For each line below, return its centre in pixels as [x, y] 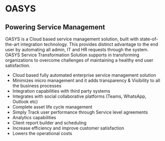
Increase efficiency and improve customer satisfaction [68, 128]
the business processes [37, 86]
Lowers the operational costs [42, 133]
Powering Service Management [55, 27]
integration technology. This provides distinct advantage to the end [89, 44]
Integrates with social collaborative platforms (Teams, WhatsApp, [79, 96]
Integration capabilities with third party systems [61, 91]
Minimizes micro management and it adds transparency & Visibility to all [86, 80]
